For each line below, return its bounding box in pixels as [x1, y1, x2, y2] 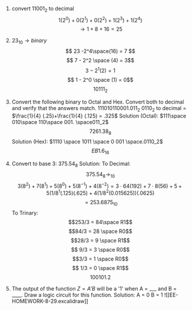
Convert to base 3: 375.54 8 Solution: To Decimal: [11, 160, 131, 168]
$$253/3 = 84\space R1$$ [68, 218, 133, 225]
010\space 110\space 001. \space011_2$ [11, 118, 109, 125]
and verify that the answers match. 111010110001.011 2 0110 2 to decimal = [11, 104, 187, 113]
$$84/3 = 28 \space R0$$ [68, 228, 133, 235]
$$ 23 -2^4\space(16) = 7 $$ [65, 48, 135, 55]
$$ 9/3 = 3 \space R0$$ [71, 246, 130, 253]
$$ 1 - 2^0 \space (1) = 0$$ [67, 76, 134, 83]
